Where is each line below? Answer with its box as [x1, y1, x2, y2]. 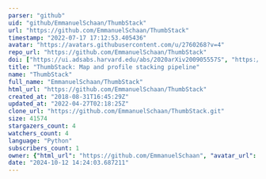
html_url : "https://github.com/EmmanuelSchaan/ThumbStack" [8, 85, 207, 93]
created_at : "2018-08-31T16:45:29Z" [8, 93, 129, 101]
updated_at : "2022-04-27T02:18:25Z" [8, 100, 129, 108]
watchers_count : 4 [8, 129, 69, 137]
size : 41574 [8, 115, 47, 123]
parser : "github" [8, 11, 66, 20]
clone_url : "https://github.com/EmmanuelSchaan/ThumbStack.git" [8, 108, 225, 116]
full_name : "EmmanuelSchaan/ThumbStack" [8, 78, 144, 86]
